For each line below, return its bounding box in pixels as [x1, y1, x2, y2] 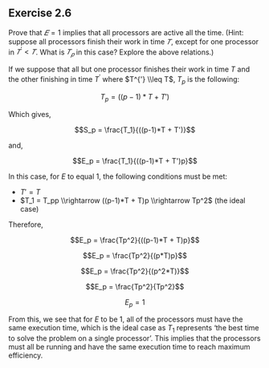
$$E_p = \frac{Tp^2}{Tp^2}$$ [85, 281, 185, 291]
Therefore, [8, 220, 44, 229]
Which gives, [8, 109, 51, 119]
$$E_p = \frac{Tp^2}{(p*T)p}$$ [83, 250, 187, 260]
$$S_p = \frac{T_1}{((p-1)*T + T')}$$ [74, 124, 196, 135]
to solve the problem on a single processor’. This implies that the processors [8, 334, 261, 343]
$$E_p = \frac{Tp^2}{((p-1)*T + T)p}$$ [70, 235, 200, 245]
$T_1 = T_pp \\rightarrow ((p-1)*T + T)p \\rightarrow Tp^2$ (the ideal [19, 196, 246, 205]
